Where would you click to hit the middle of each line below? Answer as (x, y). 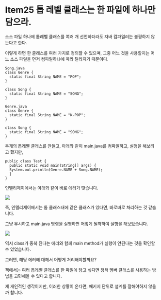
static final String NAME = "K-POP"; (48, 115)
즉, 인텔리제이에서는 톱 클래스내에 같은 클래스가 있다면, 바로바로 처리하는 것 (76, 207)
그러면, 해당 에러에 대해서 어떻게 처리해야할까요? (51, 259)
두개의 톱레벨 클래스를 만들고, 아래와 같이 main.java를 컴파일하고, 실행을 (73, 146)
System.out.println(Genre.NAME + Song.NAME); (56, 170)
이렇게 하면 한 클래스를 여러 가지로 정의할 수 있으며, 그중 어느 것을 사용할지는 (77, 53)
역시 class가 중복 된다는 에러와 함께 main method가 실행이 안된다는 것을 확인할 (80, 243)
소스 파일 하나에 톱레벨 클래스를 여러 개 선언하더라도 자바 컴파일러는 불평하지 (78, 36)
